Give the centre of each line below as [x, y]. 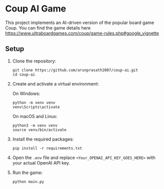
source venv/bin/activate [39, 130]
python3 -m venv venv [35, 125]
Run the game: [27, 172]
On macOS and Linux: [35, 116]
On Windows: [26, 93]
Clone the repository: [34, 61]
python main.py [28, 181]
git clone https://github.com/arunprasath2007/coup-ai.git [75, 70]
